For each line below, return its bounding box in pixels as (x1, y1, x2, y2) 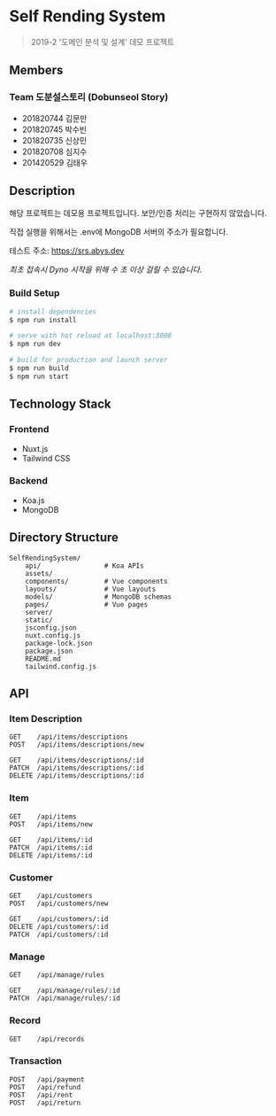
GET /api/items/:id (9, 835, 93, 844)
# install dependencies (9, 307, 97, 316)
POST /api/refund (9, 1082, 81, 1091)
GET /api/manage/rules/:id (9, 986, 121, 996)
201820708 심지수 (21, 146, 88, 157)
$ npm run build (9, 364, 69, 373)
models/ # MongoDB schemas (25, 592, 172, 601)
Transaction (9, 1055, 63, 1067)
